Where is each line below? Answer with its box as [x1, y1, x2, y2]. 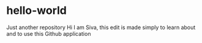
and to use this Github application [6, 30, 91, 37]
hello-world [6, 4, 67, 18]
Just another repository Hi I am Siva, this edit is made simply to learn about [6, 24, 196, 31]
